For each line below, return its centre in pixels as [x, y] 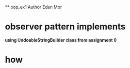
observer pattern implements [65, 27]
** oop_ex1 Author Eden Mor [33, 7]
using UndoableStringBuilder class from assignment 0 [61, 40]
